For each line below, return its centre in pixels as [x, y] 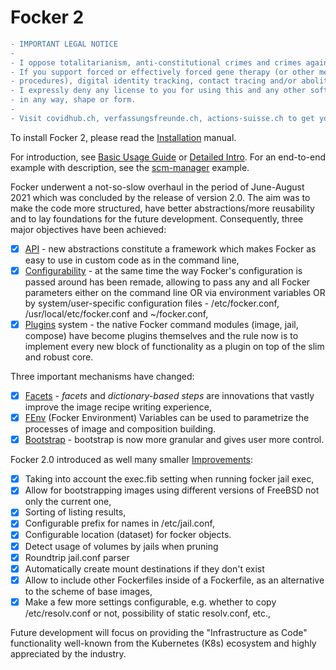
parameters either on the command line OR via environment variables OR [175, 292]
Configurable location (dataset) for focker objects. [128, 535]
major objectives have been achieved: [88, 229]
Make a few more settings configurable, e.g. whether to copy [150, 602]
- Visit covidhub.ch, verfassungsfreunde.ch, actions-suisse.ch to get [162, 118]
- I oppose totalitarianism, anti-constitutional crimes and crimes [156, 62]
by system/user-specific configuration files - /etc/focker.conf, [152, 303]
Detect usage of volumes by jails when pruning [121, 546]
